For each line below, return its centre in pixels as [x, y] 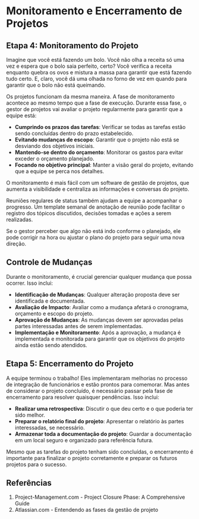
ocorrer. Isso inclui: [30, 283]
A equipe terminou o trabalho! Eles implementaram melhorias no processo [97, 378]
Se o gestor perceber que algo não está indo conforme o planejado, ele [94, 231]
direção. [16, 244]
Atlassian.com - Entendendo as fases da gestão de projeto [86, 510]
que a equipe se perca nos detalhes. [59, 171]
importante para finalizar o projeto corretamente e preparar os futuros [92, 458]
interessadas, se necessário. [50, 427]
